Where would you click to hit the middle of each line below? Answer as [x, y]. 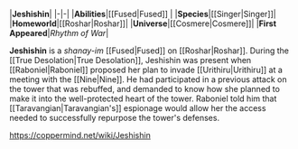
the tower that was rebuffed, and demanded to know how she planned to [144, 89]
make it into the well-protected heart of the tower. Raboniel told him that [143, 98]
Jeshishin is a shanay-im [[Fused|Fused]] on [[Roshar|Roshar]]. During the [149, 51]
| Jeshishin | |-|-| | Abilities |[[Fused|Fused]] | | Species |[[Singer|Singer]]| [143, 14]
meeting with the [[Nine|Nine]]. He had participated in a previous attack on [148, 79]
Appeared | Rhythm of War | [59, 33]
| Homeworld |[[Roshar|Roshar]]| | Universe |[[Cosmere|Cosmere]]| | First [143, 23]
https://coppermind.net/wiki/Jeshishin [80, 135]
